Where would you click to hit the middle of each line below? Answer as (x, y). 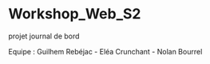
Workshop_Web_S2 (75, 14)
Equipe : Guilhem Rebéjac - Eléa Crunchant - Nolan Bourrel (105, 51)
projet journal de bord (44, 36)
